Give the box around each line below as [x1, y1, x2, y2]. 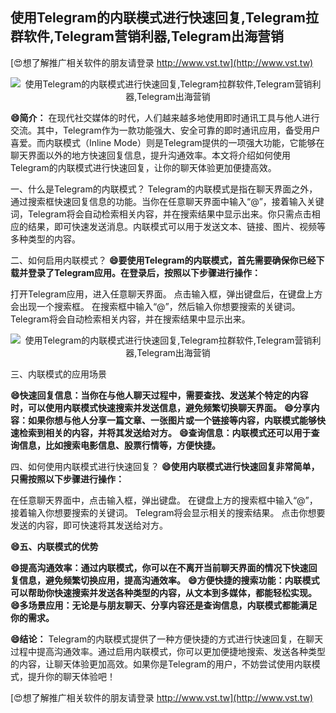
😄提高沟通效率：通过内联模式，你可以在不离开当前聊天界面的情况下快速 [10, 561, 309, 573]
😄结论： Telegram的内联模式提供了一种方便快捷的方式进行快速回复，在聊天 [10, 633, 324, 645]
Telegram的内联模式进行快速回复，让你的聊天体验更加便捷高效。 [10, 161, 277, 173]
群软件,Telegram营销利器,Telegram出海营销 [10, 28, 284, 45]
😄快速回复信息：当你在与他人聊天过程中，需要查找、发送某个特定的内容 [10, 389, 309, 401]
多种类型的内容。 [10, 233, 81, 245]
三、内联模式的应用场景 [10, 368, 107, 380]
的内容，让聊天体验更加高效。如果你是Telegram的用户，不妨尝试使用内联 [10, 658, 312, 670]
